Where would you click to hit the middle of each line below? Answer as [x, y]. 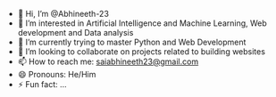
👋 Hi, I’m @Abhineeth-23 [63, 14]
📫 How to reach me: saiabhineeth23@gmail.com [108, 61]
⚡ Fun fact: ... [42, 84]
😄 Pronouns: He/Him [57, 74]
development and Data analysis [75, 32]
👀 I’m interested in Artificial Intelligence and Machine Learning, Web [142, 23]
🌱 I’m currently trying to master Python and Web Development [132, 42]
